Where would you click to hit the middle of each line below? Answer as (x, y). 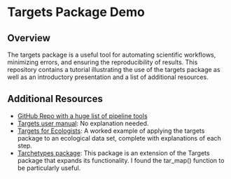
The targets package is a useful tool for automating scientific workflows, (112, 55)
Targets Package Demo (76, 12)
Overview (29, 38)
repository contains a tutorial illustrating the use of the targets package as (114, 70)
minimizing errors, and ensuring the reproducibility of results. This (103, 62)
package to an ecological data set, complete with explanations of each (119, 138)
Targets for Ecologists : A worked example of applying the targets (111, 131)
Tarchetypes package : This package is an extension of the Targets (113, 153)
